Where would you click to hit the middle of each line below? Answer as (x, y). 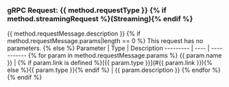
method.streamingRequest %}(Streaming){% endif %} (100, 18)
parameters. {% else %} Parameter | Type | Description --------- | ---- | (109, 48)
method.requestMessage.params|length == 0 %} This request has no (105, 41)
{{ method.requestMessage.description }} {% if (74, 34)
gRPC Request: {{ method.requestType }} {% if (87, 10)
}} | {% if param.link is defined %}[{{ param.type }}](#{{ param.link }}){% (110, 63)
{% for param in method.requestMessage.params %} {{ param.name (125, 55)
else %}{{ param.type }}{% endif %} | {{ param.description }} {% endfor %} (114, 70)
